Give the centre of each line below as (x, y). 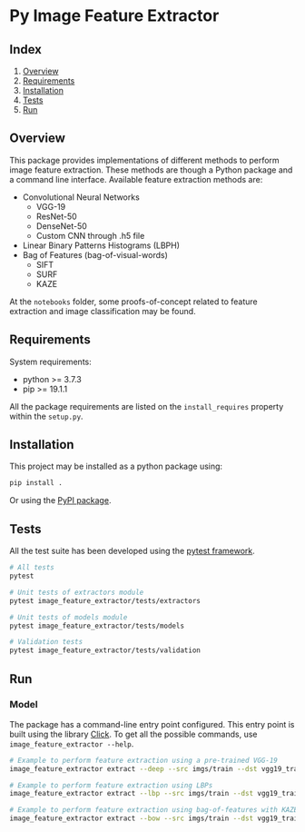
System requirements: (51, 362)
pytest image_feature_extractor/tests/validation (105, 650)
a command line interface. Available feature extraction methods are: (136, 179)
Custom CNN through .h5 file (90, 235)
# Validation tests (46, 642)
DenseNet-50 (62, 226)
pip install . (36, 483)
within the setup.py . (46, 416)
